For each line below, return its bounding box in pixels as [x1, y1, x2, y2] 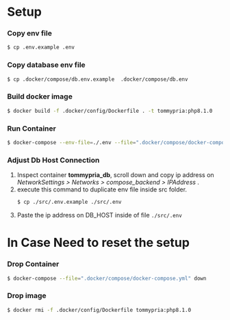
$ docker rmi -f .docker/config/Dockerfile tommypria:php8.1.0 [7, 306, 192, 313]
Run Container [7, 124, 56, 133]
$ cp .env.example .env [7, 44, 75, 51]
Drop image [7, 291, 47, 301]
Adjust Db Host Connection [7, 155, 100, 165]
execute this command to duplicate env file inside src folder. [16, 185, 187, 194]
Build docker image [7, 92, 73, 101]
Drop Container [7, 259, 60, 269]
